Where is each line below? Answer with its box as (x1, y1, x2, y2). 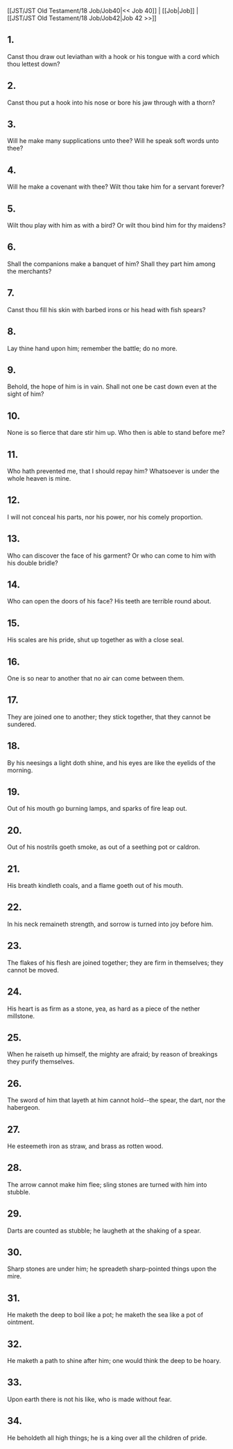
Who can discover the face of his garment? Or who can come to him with (7, 551, 216, 560)
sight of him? (7, 390, 44, 398)
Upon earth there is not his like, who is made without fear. (7, 1395, 172, 1403)
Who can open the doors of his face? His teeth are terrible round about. (7, 597, 212, 606)
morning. (7, 766, 33, 774)
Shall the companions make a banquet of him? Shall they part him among (7, 259, 216, 268)
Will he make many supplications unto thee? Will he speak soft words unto (7, 137, 219, 145)
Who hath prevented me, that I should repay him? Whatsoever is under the (7, 467, 220, 475)
